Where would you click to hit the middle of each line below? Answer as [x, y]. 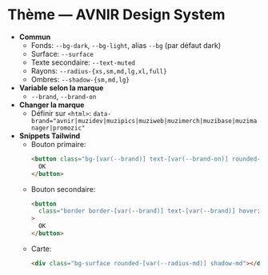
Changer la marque [52, 105]
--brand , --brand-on [64, 96]
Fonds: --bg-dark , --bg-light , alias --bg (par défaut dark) [126, 45]
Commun [35, 37]
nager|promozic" [58, 128]
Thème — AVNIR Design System [116, 15]
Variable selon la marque [61, 88]
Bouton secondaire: [63, 189]
